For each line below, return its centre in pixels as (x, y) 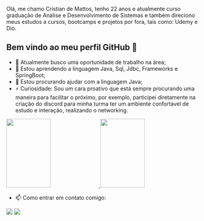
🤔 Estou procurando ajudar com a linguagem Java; (79, 81)
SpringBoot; (30, 75)
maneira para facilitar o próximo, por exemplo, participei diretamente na (105, 97)
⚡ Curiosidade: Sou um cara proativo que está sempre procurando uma (105, 89)
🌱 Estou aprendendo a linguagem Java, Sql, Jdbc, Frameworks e (97, 68)
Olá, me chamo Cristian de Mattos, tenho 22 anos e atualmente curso (94, 9)
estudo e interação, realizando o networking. (71, 110)
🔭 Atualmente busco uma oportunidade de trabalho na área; (90, 62)
